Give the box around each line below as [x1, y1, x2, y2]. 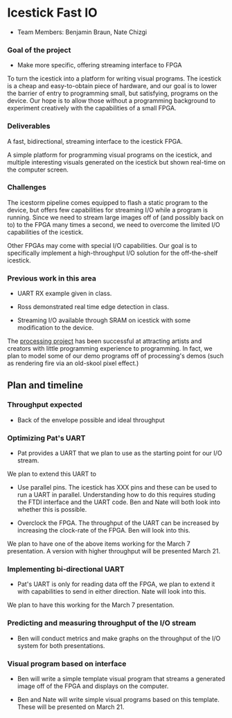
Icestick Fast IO [7, 5, 98, 21]
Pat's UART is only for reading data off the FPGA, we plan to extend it [17, 580, 215, 588]
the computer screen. [7, 165, 69, 174]
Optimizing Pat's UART [7, 433, 86, 442]
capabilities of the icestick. [7, 228, 84, 236]
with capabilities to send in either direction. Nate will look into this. [17, 587, 206, 596]
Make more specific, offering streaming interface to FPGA [17, 61, 182, 69]
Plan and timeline [7, 379, 84, 391]
